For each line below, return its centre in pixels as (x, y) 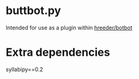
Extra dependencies (58, 52)
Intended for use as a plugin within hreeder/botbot (69, 28)
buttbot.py (33, 11)
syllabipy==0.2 (24, 69)
